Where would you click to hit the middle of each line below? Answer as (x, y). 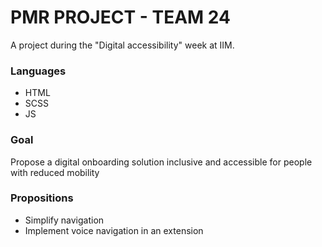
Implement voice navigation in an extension (114, 230)
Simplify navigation (64, 220)
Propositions (42, 198)
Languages (38, 71)
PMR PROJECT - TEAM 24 (120, 17)
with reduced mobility (55, 172)
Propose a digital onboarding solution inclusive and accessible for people (161, 162)
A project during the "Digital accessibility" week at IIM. (122, 45)
